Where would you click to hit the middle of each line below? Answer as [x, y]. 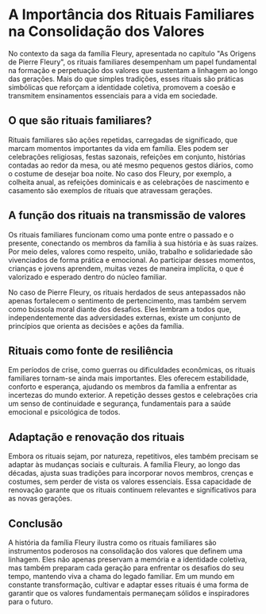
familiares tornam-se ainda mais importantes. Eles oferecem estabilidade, [129, 378]
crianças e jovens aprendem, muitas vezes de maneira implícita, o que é [126, 268]
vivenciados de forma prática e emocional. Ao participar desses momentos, [132, 260]
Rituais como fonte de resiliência [91, 351]
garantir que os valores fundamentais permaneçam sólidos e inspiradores [129, 593]
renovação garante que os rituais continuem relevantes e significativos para [132, 490]
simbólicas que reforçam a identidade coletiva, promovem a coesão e [122, 87]
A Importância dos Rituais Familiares [131, 15]
